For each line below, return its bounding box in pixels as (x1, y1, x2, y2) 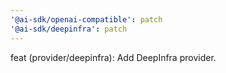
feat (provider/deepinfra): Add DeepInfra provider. (10, 51, 217, 63)
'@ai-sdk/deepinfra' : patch (10, 24, 128, 34)
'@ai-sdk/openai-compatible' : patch (10, 14, 163, 25)
